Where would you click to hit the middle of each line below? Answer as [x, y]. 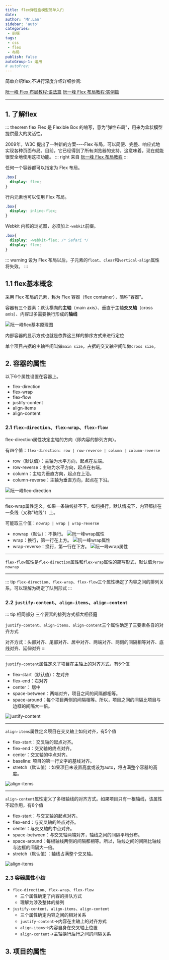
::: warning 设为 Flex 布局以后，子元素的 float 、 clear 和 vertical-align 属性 [82, 260]
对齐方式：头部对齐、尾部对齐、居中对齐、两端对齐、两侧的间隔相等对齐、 [82, 642]
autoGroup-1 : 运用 [24, 62]
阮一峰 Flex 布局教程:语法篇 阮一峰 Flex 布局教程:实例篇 [62, 92]
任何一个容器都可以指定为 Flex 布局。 [44, 168]
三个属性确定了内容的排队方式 [51, 896]
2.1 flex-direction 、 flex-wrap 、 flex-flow [57, 428]
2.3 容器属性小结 [25, 878]
